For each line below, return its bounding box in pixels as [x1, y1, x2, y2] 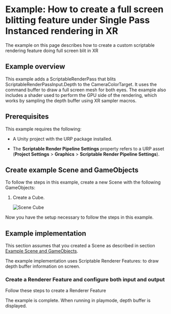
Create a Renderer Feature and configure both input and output [5, 276, 165, 283]
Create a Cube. [12, 195, 45, 201]
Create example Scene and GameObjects [5, 166, 139, 174]
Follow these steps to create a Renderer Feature [5, 287, 106, 294]
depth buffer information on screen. [5, 264, 81, 270]
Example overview [5, 62, 65, 71]
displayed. [5, 303, 27, 309]
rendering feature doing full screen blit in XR [5, 47, 99, 54]
